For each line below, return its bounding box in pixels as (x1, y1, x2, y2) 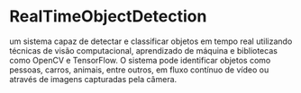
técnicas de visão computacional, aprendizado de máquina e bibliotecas (9, 45, 278, 55)
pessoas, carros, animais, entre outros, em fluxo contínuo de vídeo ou (9, 64, 269, 75)
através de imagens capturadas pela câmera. (9, 73, 178, 84)
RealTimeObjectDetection (9, 6, 207, 27)
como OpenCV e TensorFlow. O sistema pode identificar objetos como (9, 55, 271, 65)
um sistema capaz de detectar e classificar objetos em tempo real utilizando (9, 36, 293, 46)
